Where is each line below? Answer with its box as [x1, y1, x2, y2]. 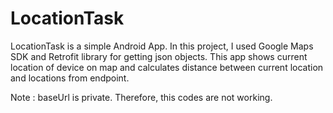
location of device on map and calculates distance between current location [10, 61, 324, 73]
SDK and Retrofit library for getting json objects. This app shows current [10, 50, 308, 62]
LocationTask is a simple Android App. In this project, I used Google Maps [10, 40, 314, 52]
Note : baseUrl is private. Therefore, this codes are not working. [10, 91, 273, 103]
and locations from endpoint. [10, 72, 130, 84]
